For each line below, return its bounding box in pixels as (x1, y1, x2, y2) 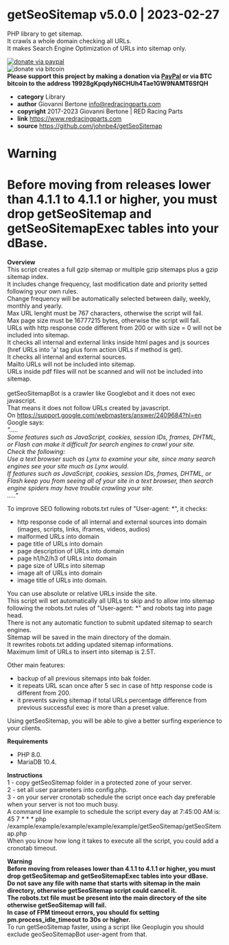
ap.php (7, 830, 27, 838)
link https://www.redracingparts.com (16, 114, 122, 123)
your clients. (7, 724, 43, 732)
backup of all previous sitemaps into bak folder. (16, 674, 152, 682)
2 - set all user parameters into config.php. (7, 786, 128, 794)
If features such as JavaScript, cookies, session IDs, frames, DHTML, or (7, 470, 211, 478)
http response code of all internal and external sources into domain (16, 518, 207, 526)
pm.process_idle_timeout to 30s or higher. (7, 916, 131, 924)
